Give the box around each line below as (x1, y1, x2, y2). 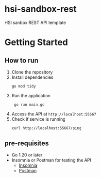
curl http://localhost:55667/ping (11, 126, 82, 131)
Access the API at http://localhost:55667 (11, 111, 97, 117)
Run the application (11, 92, 50, 98)
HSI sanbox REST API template (4, 20, 66, 25)
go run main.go (14, 102, 45, 107)
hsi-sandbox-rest (4, 3, 77, 15)
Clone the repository (11, 69, 53, 75)
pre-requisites (4, 139, 49, 147)
